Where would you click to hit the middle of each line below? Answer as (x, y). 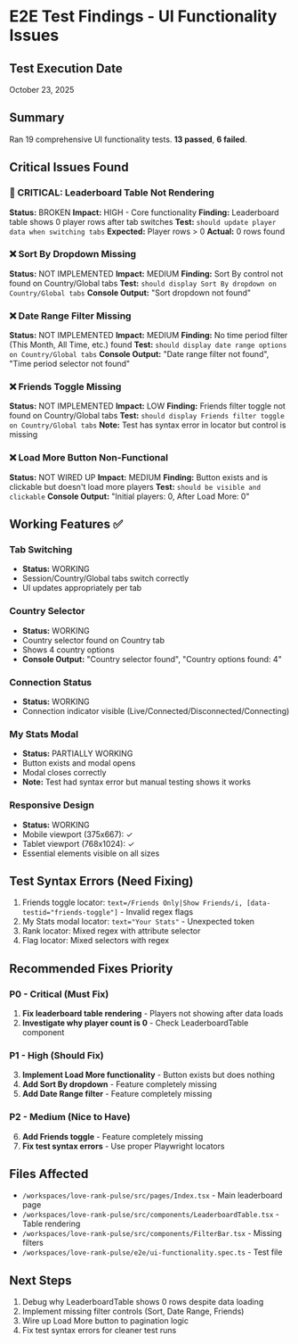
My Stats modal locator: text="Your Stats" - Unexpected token (138, 922)
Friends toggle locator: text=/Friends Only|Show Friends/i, (132, 902)
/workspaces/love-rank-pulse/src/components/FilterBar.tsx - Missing (152, 1233)
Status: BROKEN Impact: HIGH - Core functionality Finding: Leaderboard (144, 212)
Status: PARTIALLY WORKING (77, 754)
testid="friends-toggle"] (70, 913)
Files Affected (49, 1174)
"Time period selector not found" (70, 364)
